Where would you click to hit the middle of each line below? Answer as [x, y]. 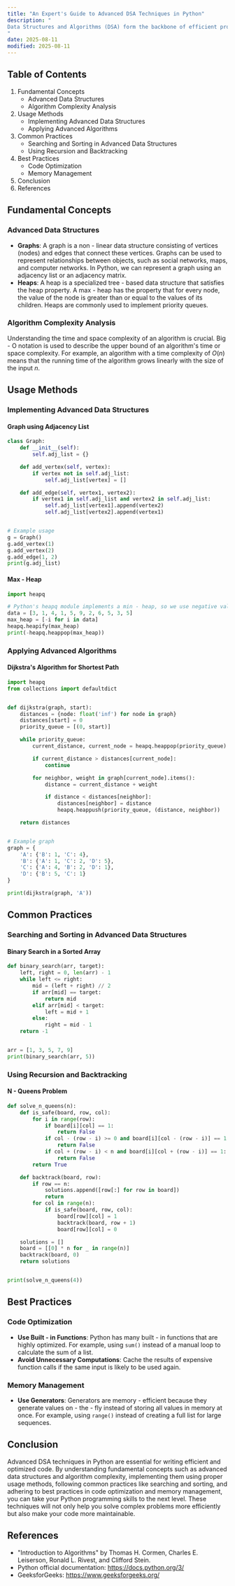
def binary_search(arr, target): [56, 967]
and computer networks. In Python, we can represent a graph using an [119, 267]
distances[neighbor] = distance [104, 803]
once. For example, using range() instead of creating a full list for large [119, 1415]
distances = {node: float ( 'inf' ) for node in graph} [98, 714]
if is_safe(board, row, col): [88, 1210]
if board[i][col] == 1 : [79, 1125]
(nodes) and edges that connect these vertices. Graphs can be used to [120, 253]
